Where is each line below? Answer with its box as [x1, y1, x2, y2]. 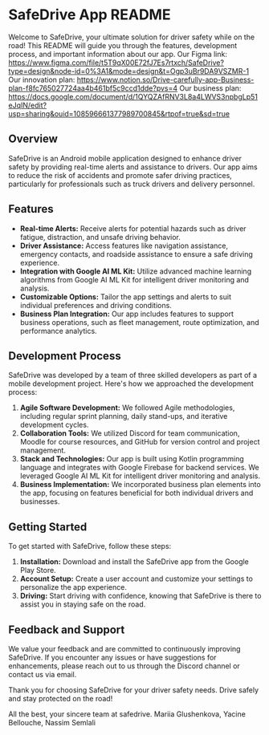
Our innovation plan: [8, 75, 75, 84]
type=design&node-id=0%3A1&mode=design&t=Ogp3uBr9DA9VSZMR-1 [8, 66, 250, 75]
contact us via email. [8, 670, 77, 679]
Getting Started [8, 520, 88, 534]
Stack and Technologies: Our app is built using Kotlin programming [19, 454, 244, 464]
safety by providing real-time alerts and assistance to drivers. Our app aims [8, 162, 259, 172]
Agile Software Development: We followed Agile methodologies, [19, 403, 235, 412]
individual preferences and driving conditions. [19, 300, 173, 310]
